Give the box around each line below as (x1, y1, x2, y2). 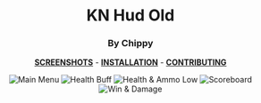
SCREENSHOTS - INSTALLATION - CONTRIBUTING (34, 57, 227, 67)
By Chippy (107, 37, 154, 50)
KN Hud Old (86, 5, 175, 26)
